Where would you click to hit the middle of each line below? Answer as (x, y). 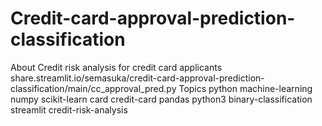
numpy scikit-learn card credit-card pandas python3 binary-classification (161, 99)
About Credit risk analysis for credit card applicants (116, 67)
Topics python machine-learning (245, 88)
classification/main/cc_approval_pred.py (93, 88)
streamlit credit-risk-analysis (69, 109)
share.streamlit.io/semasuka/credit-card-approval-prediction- (137, 78)
